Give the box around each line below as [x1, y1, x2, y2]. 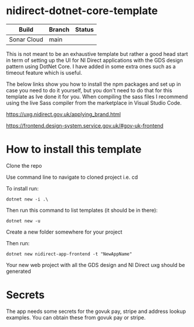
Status [75, 25, 94, 34]
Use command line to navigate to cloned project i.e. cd [6, 173, 138, 181]
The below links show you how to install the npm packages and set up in [6, 81, 181, 88]
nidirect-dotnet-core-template [6, 4, 158, 18]
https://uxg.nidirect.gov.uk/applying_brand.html [6, 111, 121, 118]
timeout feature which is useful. [6, 69, 83, 76]
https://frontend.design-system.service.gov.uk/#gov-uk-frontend [6, 122, 164, 129]
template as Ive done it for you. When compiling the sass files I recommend [6, 93, 188, 100]
